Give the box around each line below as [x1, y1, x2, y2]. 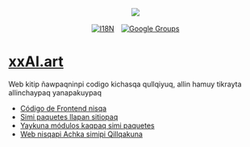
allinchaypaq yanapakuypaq [8, 87, 102, 97]
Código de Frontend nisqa [19, 103, 107, 113]
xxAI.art [8, 52, 65, 71]
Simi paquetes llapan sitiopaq [19, 111, 119, 121]
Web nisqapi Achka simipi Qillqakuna [19, 129, 144, 139]
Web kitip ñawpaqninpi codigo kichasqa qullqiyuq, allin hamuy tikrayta [8, 79, 242, 89]
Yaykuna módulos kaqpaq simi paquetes [19, 120, 155, 130]
